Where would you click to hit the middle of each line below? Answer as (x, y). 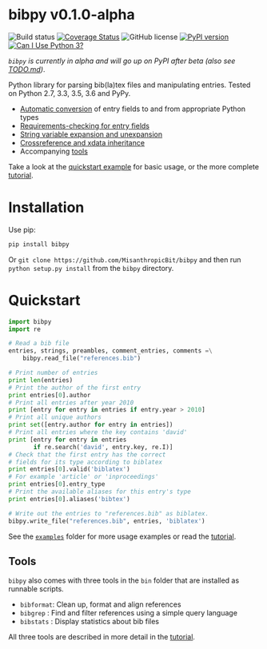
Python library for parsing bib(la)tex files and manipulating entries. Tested (130, 85)
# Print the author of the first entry (75, 388)
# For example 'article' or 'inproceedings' (84, 477)
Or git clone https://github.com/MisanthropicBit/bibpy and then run (125, 259)
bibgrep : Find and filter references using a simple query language (129, 613)
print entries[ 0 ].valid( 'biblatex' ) (69, 469)
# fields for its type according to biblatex (85, 462)
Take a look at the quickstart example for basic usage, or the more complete (134, 166)
